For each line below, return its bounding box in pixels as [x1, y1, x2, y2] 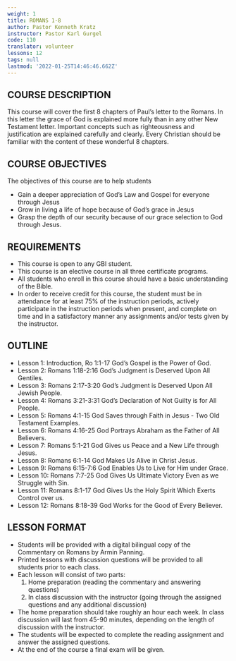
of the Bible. [17, 282, 53, 291]
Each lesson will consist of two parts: [17, 570, 125, 578]
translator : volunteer [7, 43, 74, 50]
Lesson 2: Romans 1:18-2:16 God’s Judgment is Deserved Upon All [17, 366, 210, 375]
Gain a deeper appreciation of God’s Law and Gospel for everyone [17, 190, 210, 199]
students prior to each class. [17, 562, 101, 571]
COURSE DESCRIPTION [7, 89, 111, 101]
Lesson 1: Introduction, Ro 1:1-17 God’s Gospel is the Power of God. [17, 358, 211, 367]
